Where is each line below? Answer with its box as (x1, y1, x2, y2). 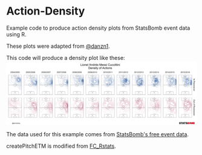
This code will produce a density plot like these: (6, 54, 125, 61)
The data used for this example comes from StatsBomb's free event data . (6, 130, 189, 137)
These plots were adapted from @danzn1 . (6, 42, 110, 50)
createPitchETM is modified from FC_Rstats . (6, 142, 116, 150)
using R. (6, 30, 27, 38)
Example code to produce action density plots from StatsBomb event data (6, 24, 191, 31)
